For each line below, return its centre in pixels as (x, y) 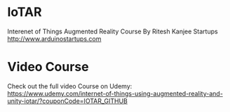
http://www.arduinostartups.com (54, 38)
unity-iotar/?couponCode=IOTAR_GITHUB (67, 101)
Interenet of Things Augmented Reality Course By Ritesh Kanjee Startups (113, 31)
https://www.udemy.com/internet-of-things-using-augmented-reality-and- (115, 93)
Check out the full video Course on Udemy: (70, 86)
